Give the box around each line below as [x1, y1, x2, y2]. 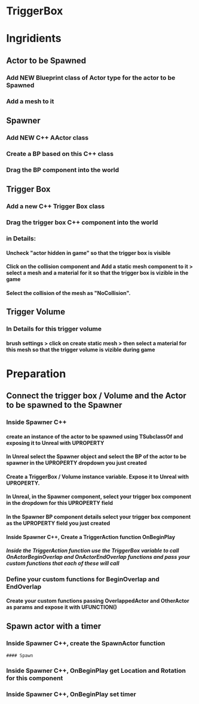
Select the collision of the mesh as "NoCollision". [6, 289, 131, 296]
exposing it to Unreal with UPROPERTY [6, 439, 105, 446]
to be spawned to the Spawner [6, 400, 123, 410]
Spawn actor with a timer [6, 621, 102, 631]
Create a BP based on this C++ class [6, 149, 114, 158]
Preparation [6, 367, 66, 380]
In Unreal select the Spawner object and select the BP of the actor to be [6, 453, 187, 460]
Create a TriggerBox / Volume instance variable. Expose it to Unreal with [6, 473, 189, 480]
